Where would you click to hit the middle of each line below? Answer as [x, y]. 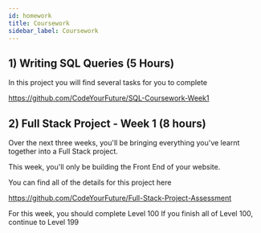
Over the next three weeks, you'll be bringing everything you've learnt [124, 143]
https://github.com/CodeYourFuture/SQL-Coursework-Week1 [109, 98]
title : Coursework [39, 23]
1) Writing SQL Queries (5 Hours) [92, 63]
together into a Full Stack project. [63, 151]
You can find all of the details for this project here [90, 182]
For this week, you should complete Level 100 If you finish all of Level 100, [130, 213]
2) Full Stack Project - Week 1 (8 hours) [107, 123]
